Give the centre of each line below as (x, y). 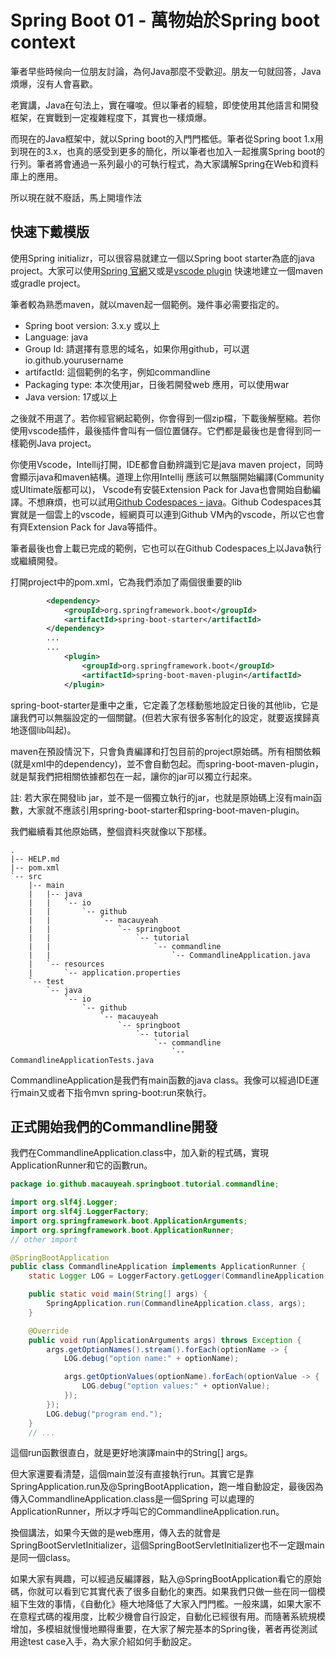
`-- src (26, 876)
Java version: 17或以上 (71, 397)
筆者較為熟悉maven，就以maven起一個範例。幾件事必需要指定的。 (147, 304)
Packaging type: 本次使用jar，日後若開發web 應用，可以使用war (157, 384)
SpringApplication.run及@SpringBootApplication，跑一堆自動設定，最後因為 (167, 1487)
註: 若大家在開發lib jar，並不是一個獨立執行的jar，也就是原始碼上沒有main (162, 797)
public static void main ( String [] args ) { (118, 1294)
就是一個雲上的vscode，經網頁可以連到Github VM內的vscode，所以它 (163, 514)
